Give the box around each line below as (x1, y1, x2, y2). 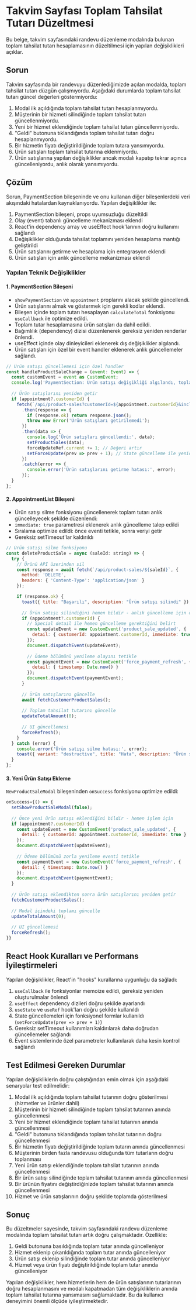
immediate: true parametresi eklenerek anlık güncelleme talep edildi (14, 521, 179, 528)
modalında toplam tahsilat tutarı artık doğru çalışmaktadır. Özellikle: (6, 1232, 167, 1239)
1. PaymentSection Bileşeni (6, 283, 73, 290)
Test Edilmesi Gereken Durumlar (6, 1060, 126, 1070)
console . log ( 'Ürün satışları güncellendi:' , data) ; (27, 434, 156, 440)
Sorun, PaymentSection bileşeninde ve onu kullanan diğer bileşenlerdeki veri (6, 193, 190, 200)
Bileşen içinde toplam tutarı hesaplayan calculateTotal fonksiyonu (14, 308, 175, 315)
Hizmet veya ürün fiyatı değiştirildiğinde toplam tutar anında (14, 1261, 159, 1268)
